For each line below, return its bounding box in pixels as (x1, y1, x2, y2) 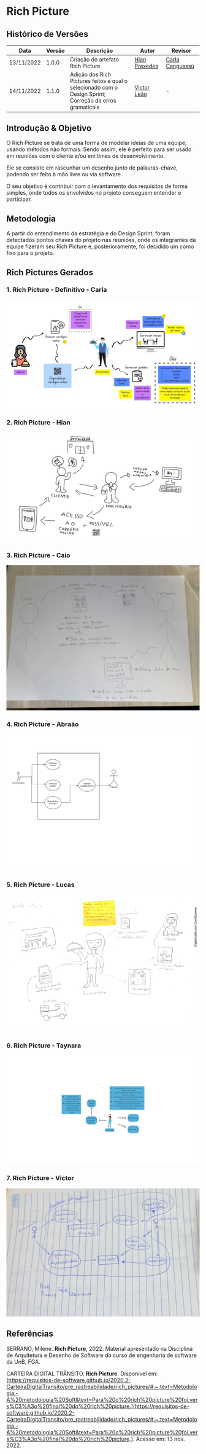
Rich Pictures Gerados (6, 267, 94, 278)
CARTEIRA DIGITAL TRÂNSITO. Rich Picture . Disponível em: (6, 1370, 158, 1377)
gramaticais (69, 103, 100, 111)
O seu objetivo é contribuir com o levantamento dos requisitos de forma (6, 182, 188, 190)
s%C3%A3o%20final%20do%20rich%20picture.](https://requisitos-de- (6, 1402, 189, 1410)
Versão (45, 47, 65, 54)
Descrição (86, 47, 113, 54)
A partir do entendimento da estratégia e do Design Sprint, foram (6, 230, 170, 237)
